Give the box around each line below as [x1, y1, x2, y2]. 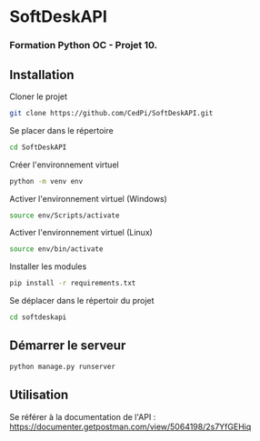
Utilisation [9, 387, 69, 403]
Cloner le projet [9, 91, 68, 102]
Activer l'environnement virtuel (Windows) [9, 193, 168, 204]
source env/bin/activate [9, 245, 104, 254]
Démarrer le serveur [9, 338, 126, 354]
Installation [9, 66, 75, 83]
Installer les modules [9, 261, 87, 272]
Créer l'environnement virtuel [9, 159, 120, 170]
